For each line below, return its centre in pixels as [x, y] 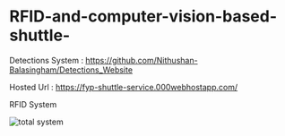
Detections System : [46, 60]
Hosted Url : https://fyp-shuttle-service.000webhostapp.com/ [124, 87]
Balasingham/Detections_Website [71, 70]
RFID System [33, 104]
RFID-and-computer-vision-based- [143, 17]
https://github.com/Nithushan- [142, 60]
